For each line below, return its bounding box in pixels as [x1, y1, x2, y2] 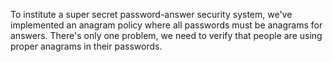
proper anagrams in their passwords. [10, 40, 163, 52]
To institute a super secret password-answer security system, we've [10, 9, 293, 20]
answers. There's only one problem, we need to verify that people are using [10, 30, 323, 41]
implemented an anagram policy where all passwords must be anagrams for [10, 19, 323, 31]
